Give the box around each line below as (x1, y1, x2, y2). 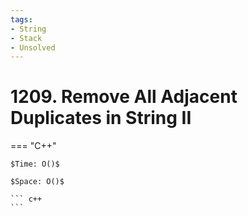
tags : (10, 14, 33, 25)
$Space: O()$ (10, 177, 65, 187)
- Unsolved (10, 42, 56, 53)
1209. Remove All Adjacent (10, 86, 238, 108)
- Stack (10, 33, 43, 43)
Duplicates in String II (10, 107, 192, 130)
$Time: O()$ (10, 159, 60, 170)
